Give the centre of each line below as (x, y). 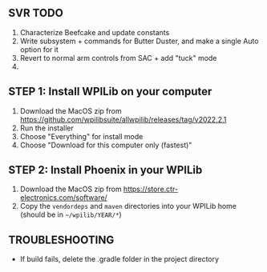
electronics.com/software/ (64, 198)
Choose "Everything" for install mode (81, 136)
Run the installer (47, 128)
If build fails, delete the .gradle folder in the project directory (119, 259)
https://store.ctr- (151, 189)
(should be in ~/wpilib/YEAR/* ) (71, 214)
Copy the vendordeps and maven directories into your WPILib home (128, 206)
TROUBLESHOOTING (61, 240)
